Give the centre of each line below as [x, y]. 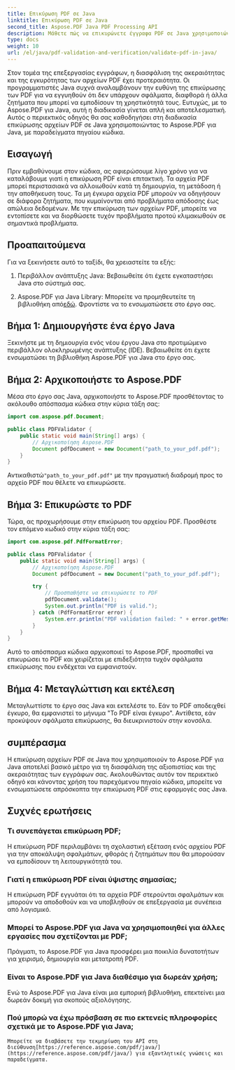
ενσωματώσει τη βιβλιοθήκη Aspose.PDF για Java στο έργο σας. [101, 358]
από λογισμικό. [29, 909]
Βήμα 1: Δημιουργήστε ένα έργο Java [91, 326]
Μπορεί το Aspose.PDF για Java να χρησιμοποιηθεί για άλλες [116, 927]
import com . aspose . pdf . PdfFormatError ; [65, 542]
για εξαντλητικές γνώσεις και [179, 1053]
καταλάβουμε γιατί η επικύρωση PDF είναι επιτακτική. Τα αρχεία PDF [108, 178]
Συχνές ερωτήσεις [50, 811]
